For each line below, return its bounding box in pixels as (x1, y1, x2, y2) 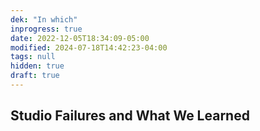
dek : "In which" (10, 14, 78, 25)
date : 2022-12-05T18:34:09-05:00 (10, 33, 150, 43)
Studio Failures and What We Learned (10, 107, 250, 125)
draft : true (10, 71, 60, 81)
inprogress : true (10, 24, 83, 34)
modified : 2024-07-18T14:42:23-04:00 (10, 42, 168, 53)
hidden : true (10, 61, 65, 71)
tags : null (10, 52, 56, 62)
